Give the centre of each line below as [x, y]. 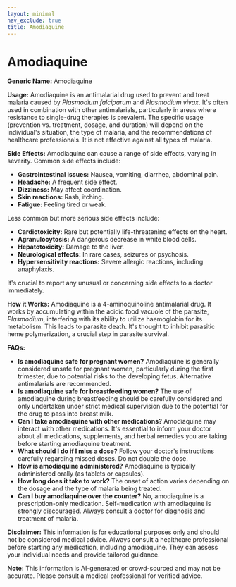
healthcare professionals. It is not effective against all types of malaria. [110, 140]
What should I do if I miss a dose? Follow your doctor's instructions [116, 451]
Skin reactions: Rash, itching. [61, 197]
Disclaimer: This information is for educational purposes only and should [113, 532]
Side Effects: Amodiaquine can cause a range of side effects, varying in [112, 154]
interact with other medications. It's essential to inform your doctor [114, 429]
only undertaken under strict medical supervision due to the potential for [123, 407]
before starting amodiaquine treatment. [74, 444]
